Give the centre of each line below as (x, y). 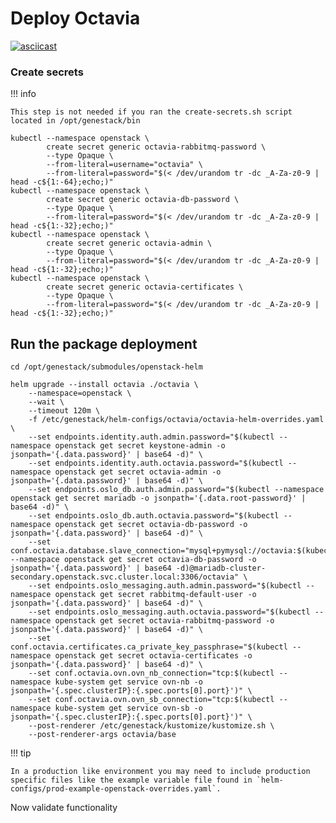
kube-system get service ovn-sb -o (128, 708)
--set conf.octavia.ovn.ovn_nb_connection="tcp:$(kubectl (151, 673)
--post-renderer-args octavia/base (102, 735)
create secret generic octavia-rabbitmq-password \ (156, 147)
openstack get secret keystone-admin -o (140, 446)
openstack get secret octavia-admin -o (138, 472)
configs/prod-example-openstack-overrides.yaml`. (116, 789)
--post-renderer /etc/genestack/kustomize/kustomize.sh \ (151, 726)
